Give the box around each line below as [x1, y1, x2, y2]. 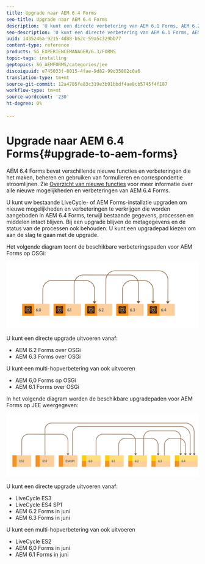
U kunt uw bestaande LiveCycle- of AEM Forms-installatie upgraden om [6, 198, 187, 206]
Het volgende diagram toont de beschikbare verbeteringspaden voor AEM [6, 243, 193, 250]
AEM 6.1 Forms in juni [15, 551, 69, 558]
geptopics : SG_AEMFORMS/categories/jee [6, 61, 108, 67]
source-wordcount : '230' [6, 94, 70, 100]
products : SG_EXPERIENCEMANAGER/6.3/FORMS [6, 49, 116, 55]
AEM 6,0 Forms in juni [15, 544, 71, 551]
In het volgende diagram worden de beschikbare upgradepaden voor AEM [6, 395, 193, 402]
